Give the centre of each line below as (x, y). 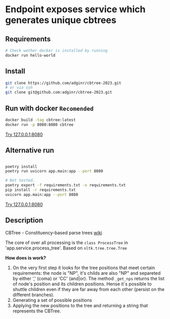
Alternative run (30, 150)
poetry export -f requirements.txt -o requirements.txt (65, 185)
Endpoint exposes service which (75, 9)
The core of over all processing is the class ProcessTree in (67, 242)
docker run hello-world (30, 55)
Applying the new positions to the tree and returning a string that (80, 305)
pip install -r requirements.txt (41, 190)
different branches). (33, 295)
